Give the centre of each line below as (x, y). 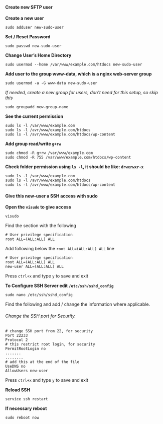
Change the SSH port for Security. (41, 316)
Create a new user (25, 18)
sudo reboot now (22, 417)
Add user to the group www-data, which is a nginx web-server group (78, 74)
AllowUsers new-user (27, 371)
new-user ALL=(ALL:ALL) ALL (35, 267)
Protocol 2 (17, 340)
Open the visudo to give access (38, 207)
